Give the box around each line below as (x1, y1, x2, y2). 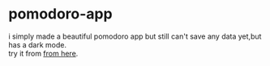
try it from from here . (8, 48, 79, 58)
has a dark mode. (8, 39, 67, 49)
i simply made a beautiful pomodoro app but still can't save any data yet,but (8, 31, 262, 41)
